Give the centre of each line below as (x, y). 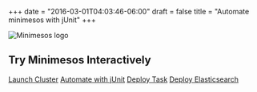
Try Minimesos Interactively (80, 60)
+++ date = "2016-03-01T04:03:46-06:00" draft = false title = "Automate (129, 11)
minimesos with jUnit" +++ (52, 20)
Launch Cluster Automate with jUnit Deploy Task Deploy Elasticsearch (123, 79)
